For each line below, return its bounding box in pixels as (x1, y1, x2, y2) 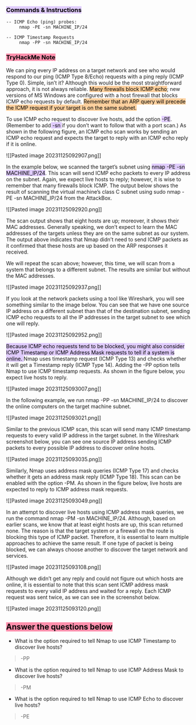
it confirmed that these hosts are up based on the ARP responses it (6, 242, 168, 249)
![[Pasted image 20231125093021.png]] (6, 414, 101, 421)
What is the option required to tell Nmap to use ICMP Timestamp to (14, 638, 177, 645)
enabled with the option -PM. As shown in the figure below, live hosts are (6, 479, 183, 487)
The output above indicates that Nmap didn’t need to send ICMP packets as (6, 235, 189, 243)
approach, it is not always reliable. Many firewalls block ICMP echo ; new (6, 85, 180, 92)
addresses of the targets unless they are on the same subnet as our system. (6, 230, 190, 237)
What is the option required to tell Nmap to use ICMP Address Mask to (14, 666, 184, 673)
